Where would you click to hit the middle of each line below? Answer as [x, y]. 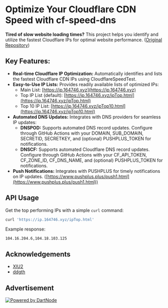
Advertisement [30, 288]
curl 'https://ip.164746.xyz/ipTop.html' [50, 220]
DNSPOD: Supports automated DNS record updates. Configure [86, 127]
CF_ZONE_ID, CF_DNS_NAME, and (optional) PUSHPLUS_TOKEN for [91, 160]
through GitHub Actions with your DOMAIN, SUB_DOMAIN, [82, 133]
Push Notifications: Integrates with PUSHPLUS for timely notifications [86, 171]
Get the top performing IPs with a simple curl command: [64, 210]
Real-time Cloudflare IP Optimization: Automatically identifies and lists [87, 73]
